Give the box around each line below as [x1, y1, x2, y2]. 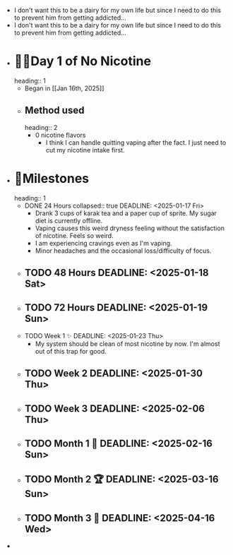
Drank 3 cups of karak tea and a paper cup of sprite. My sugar [35, 208, 217, 217]
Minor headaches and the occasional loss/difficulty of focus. [35, 246, 212, 255]
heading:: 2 [24, 123, 58, 131]
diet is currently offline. [35, 216, 103, 225]
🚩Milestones [13, 170, 90, 186]
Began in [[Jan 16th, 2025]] [24, 84, 104, 92]
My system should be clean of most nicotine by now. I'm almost [35, 339, 220, 348]
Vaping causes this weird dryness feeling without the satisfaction [35, 224, 225, 232]
